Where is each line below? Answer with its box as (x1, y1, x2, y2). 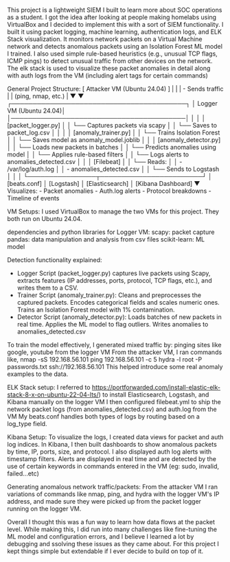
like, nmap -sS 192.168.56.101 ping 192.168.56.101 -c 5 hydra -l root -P (7, 355, 203, 363)
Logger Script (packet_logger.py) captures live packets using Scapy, (16, 269, 211, 277)
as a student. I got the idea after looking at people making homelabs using (7, 13, 217, 21)
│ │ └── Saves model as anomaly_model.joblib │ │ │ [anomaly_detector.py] (7, 136, 221, 143)
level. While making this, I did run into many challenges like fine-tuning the (7, 525, 218, 533)
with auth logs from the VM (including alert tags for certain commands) (7, 71, 208, 80)
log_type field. (7, 420, 47, 428)
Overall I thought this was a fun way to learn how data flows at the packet (7, 518, 215, 526)
